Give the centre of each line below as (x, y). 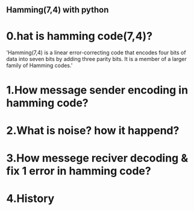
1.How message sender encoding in (97, 90)
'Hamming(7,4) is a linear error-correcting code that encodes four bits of (96, 53)
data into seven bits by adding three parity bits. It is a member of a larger (96, 59)
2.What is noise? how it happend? (93, 130)
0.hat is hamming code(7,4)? (79, 36)
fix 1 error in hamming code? (79, 171)
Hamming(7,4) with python (58, 10)
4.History (30, 199)
